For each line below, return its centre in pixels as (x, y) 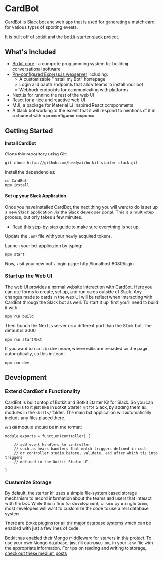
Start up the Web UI (28, 276)
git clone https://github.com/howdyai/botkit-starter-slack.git (72, 163)
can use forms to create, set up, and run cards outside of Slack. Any (73, 292)
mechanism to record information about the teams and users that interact (78, 498)
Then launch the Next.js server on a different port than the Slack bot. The (78, 325)
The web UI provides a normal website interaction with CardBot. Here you (79, 287)
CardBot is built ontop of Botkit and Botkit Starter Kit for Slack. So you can (79, 402)
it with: (12, 307)
